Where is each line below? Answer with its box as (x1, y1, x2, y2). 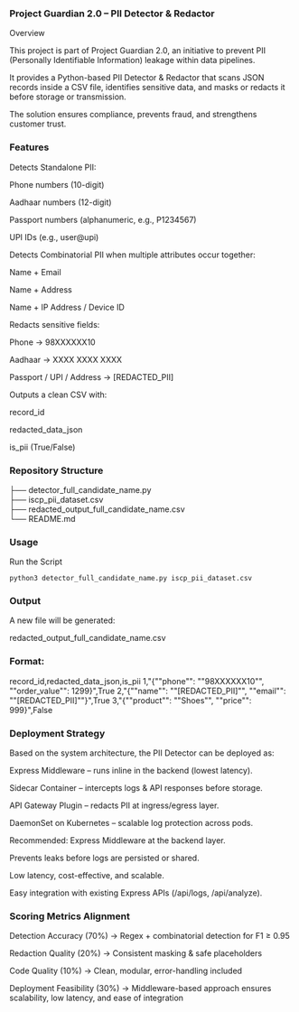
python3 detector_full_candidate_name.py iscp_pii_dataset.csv (9, 574, 253, 583)
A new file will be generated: (9, 615, 116, 626)
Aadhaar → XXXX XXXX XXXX (9, 354, 123, 365)
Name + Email (9, 266, 61, 277)
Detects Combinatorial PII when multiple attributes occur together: (9, 249, 256, 260)
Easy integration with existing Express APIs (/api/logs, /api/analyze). (9, 887, 263, 898)
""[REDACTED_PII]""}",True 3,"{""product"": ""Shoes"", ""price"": (9, 694, 252, 706)
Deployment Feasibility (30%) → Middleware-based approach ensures (9, 983, 272, 994)
